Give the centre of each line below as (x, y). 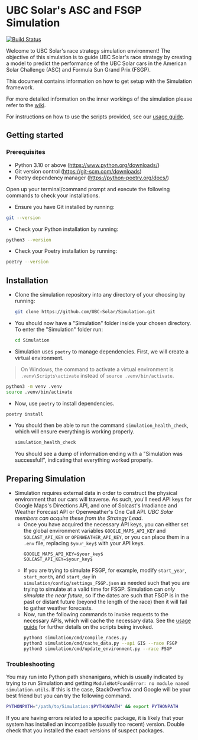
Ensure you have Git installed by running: (64, 207)
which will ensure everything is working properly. (74, 432)
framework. (20, 87)
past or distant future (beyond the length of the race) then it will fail (105, 602)
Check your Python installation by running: (66, 229)
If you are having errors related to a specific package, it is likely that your (95, 718)
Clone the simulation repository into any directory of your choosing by (100, 295)
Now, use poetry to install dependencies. (64, 403)
